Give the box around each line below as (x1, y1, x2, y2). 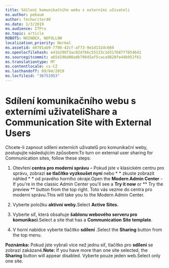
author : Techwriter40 (5, 17, 51, 22)
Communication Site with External (5, 117, 152, 128)
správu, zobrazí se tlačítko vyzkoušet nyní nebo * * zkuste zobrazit (12, 170, 155, 176)
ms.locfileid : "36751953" (5, 73, 60, 79)
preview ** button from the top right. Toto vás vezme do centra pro (12, 186, 153, 193)
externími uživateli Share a (5, 106, 117, 118)
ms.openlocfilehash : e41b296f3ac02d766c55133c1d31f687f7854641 (5, 50, 142, 55)
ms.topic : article (5, 31, 44, 36)
